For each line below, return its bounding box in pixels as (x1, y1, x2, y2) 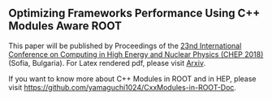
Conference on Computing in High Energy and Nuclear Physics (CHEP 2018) (8, 49, 264, 59)
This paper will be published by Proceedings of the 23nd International (8, 41, 242, 50)
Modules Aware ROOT (8, 20, 122, 33)
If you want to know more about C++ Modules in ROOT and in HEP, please (8, 73, 257, 84)
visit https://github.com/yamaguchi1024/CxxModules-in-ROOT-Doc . (8, 82, 237, 92)
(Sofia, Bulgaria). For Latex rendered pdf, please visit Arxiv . (8, 58, 205, 67)
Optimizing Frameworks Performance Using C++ (8, 7, 261, 20)
